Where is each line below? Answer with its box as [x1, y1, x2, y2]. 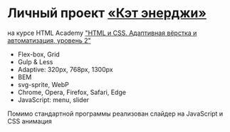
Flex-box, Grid [17, 50, 61, 59]
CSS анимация [7, 116, 52, 126]
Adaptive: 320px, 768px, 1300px [17, 65, 113, 73]
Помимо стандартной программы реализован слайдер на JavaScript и [7, 109, 224, 118]
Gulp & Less [17, 57, 53, 66]
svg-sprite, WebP [17, 80, 69, 88]
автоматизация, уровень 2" [7, 36, 91, 44]
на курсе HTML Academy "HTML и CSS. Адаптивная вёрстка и [7, 29, 197, 37]
